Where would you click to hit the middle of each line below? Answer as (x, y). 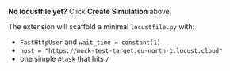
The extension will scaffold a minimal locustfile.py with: (102, 26)
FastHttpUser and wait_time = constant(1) (90, 42)
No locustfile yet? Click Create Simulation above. (90, 11)
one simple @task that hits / (64, 59)
